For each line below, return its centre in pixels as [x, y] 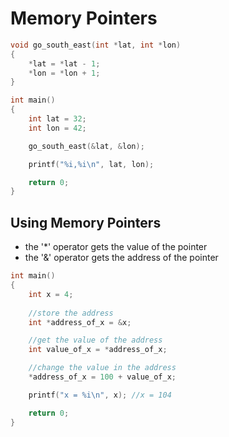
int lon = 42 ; [57, 128]
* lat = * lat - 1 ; [64, 63]
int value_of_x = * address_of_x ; [98, 350]
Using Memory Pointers [86, 222]
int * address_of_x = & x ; [80, 322]
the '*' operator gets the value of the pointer [116, 247]
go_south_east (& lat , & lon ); [86, 146]
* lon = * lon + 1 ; [64, 73]
